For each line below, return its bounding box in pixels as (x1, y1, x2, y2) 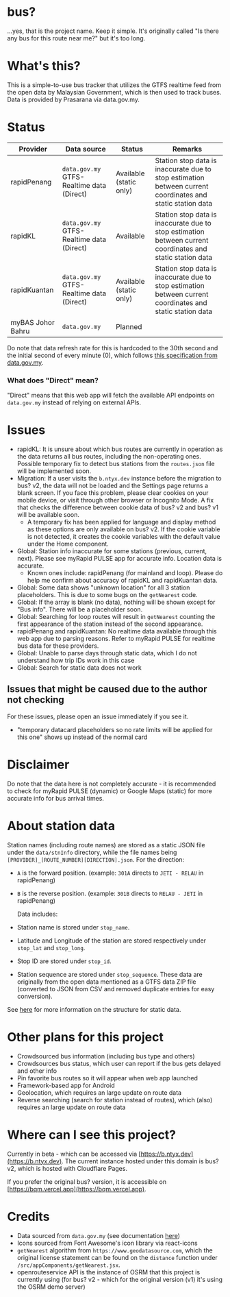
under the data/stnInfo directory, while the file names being (7, 848, 177, 856)
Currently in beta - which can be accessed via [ (7, 1150, 142, 1158)
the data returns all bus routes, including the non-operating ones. (16, 452, 201, 461)
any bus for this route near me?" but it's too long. (7, 34, 146, 42)
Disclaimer (7, 757, 70, 773)
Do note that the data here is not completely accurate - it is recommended (7, 779, 216, 788)
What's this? (7, 58, 81, 74)
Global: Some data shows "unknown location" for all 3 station (16, 583, 190, 592)
